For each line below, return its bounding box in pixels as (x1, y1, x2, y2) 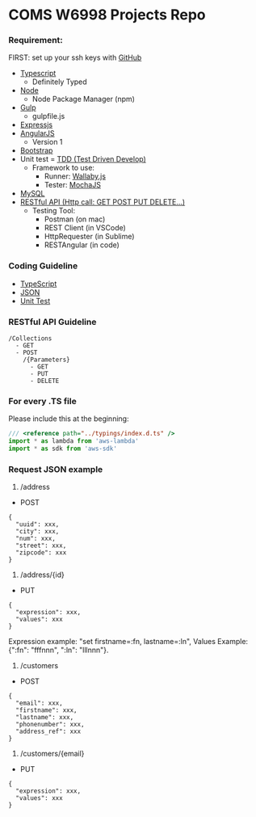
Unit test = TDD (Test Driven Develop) (19, 154, 147, 164)
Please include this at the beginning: (8, 414, 129, 423)
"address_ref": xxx (15, 727, 82, 736)
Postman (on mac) (44, 214, 106, 224)
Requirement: (8, 35, 63, 46)
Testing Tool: (31, 206, 76, 216)
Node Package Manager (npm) (31, 95, 136, 104)
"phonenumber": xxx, (15, 721, 85, 729)
